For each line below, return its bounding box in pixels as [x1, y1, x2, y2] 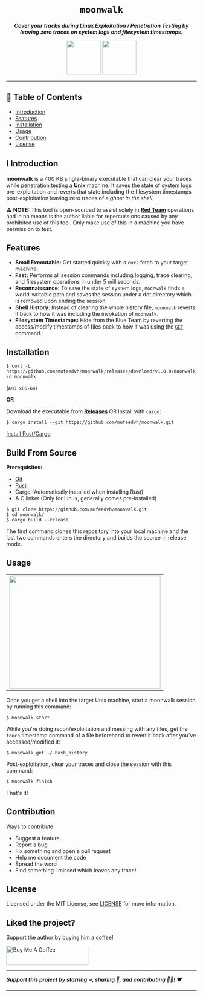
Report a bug [14, 841, 48, 848]
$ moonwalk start [6, 714, 50, 721]
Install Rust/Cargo [6, 430, 51, 437]
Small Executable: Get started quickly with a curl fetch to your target [14, 259, 188, 266]
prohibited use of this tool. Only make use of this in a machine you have [6, 219, 184, 226]
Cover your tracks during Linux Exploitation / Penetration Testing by [14, 22, 189, 29]
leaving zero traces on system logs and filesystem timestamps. [20, 28, 183, 36]
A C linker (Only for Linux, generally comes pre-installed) [14, 495, 157, 502]
